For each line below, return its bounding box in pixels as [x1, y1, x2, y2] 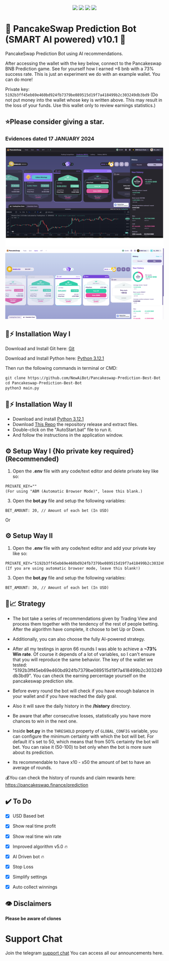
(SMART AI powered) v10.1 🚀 [5, 34, 126, 45]
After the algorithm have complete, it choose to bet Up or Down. [12, 626, 146, 632]
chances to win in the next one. [12, 718, 78, 724]
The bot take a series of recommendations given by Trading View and [12, 615, 157, 621]
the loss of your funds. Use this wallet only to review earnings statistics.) [5, 102, 156, 108]
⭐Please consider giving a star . [5, 118, 105, 126]
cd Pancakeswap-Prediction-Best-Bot [5, 380, 82, 386]
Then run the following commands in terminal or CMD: [5, 365, 118, 371]
